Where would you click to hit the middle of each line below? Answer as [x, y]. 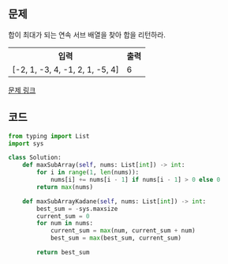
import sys [26, 143]
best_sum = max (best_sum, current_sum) [116, 238]
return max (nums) [65, 187]
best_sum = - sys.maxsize [77, 209]
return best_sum [63, 252]
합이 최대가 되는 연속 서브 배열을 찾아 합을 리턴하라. [87, 35]
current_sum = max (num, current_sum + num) [123, 231]
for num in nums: [65, 224]
